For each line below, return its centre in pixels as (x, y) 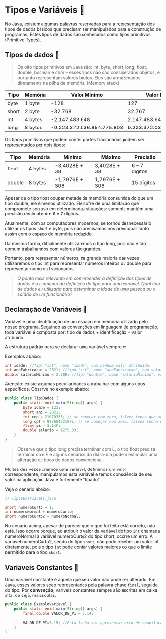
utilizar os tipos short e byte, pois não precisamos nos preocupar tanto (77, 228)
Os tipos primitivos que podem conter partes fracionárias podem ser (75, 139)
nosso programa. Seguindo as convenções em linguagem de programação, (82, 327)
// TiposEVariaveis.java (31, 498)
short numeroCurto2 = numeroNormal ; (43, 516)
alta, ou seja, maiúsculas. (31, 596)
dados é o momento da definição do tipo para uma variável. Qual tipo (88, 283)
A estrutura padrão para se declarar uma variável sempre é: (66, 347)
